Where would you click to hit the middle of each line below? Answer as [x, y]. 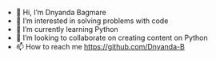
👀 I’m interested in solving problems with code [92, 21]
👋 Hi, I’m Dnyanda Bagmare [61, 12]
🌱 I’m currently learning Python [67, 29]
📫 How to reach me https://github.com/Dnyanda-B [100, 47]
